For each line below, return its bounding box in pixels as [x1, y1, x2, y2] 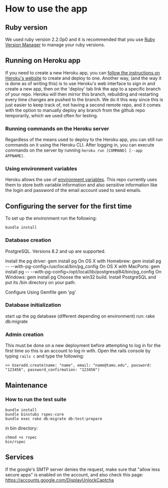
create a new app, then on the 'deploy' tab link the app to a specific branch [5, 86, 161, 92]
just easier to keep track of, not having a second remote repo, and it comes [5, 102, 161, 108]
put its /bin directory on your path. [5, 279, 76, 285]
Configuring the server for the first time [5, 202, 132, 211]
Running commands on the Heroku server [5, 125, 110, 132]
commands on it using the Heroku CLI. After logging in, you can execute [5, 142, 154, 148]
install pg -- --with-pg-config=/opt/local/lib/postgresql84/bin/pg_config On [5, 268, 162, 274]
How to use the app [5, 3, 88, 15]
